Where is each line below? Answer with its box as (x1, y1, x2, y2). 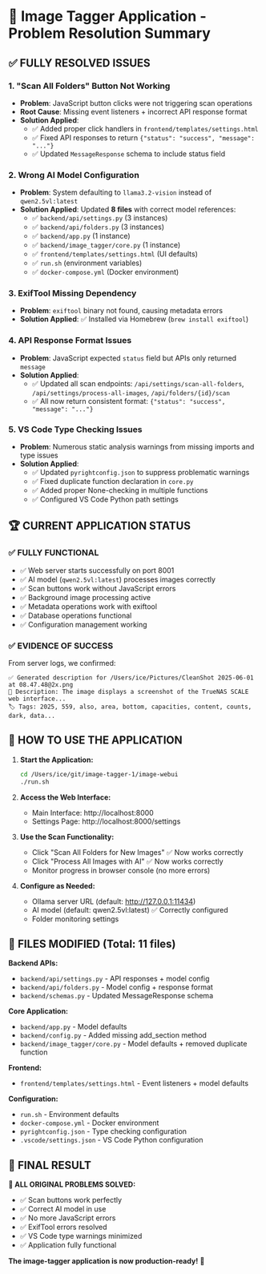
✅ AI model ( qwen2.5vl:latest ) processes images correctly (19, 575, 216, 584)
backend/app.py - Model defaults (19, 1022, 127, 1032)
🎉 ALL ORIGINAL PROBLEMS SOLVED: (8, 1179, 136, 1189)
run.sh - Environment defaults (19, 1110, 119, 1119)
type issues (19, 450, 58, 460)
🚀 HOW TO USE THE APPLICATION (8, 733, 183, 748)
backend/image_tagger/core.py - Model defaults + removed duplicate (19, 1039, 248, 1049)
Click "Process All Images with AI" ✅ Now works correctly (31, 857, 224, 866)
